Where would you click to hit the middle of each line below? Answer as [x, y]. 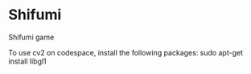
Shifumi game [31, 37]
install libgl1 [27, 61]
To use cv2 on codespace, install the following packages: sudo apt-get [126, 52]
